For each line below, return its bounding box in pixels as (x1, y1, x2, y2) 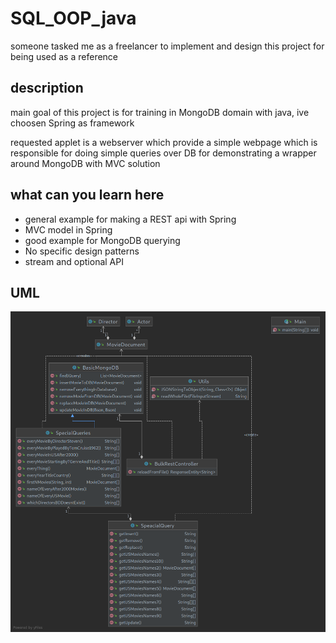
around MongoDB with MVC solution (10, 157, 161, 169)
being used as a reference (10, 50, 119, 62)
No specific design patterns (24, 245, 140, 257)
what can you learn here (10, 187, 165, 204)
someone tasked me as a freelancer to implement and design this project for (10, 40, 325, 52)
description (10, 80, 84, 97)
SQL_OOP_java (10, 7, 137, 30)
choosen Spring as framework (10, 117, 135, 129)
